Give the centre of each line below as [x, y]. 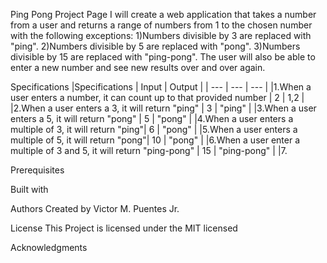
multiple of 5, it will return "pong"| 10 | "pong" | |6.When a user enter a [155, 140]
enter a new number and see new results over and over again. [138, 67]
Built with [29, 189]
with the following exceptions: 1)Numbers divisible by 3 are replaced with [161, 35]
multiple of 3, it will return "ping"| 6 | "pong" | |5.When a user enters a [154, 129]
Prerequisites [37, 170]
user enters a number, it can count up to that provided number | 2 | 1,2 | [157, 97]
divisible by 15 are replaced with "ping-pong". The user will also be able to [163, 57]
